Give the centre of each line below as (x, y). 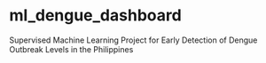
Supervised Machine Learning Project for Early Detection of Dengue (133, 40)
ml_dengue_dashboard (95, 16)
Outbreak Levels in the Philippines (71, 49)
